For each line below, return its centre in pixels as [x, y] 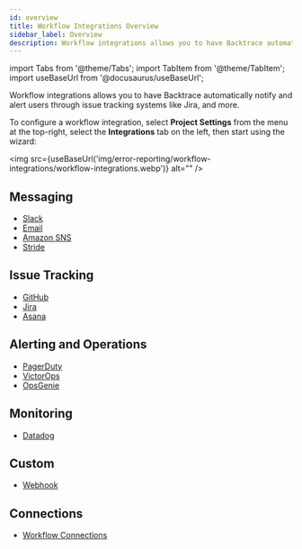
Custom [32, 463]
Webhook [40, 485]
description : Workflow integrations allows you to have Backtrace [136, 43]
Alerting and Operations [78, 344]
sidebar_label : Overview [56, 34]
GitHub [36, 297]
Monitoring [41, 414]
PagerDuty [42, 366]
